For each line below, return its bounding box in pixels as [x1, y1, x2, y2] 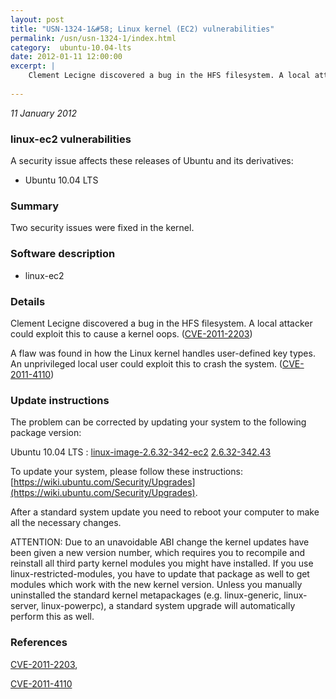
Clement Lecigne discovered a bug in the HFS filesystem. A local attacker [10, 317, 313, 329]
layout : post [10, 14, 65, 25]
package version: [10, 427, 82, 439]
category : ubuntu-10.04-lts [10, 42, 132, 53]
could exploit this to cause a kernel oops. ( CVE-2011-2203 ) [10, 327, 253, 340]
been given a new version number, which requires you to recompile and [10, 547, 306, 559]
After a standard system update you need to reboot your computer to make [10, 506, 320, 518]
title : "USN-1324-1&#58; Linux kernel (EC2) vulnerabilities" [10, 24, 275, 34]
